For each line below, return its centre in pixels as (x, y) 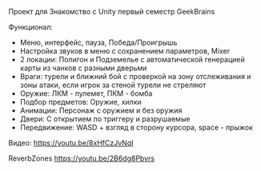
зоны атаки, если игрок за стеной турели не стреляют (113, 85)
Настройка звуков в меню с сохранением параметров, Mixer (125, 51)
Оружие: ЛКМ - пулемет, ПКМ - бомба (86, 93)
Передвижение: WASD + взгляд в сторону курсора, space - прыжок (137, 127)
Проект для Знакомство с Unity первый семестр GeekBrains (112, 12)
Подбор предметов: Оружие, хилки (80, 102)
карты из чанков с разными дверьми (83, 68)
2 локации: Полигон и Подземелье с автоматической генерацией (133, 60)
